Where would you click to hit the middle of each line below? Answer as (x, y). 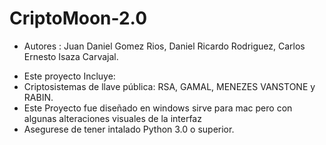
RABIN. (38, 97)
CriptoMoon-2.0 (78, 18)
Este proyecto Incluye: (69, 76)
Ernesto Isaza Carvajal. (71, 56)
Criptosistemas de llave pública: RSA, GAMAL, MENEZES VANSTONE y (169, 86)
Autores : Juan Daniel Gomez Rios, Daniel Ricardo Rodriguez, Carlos (164, 46)
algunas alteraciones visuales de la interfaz (112, 118)
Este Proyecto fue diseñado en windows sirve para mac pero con (158, 108)
